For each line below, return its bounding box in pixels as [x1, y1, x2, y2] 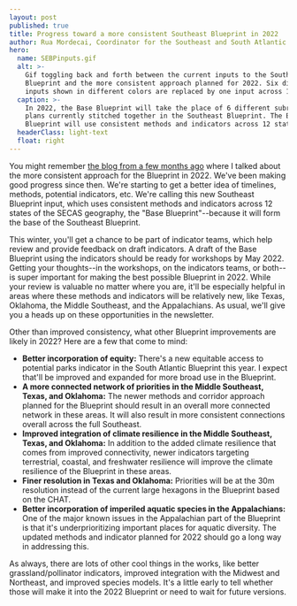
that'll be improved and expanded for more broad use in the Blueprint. [21, 372, 277, 382]
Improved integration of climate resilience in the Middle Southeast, [21, 428, 272, 439]
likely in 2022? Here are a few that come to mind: [9, 335, 188, 346]
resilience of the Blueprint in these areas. [21, 465, 172, 476]
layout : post [9, 12, 57, 22]
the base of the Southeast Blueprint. [9, 217, 141, 227]
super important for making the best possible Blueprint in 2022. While [17, 272, 271, 282]
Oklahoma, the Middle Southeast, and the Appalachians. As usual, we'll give [9, 300, 286, 311]
